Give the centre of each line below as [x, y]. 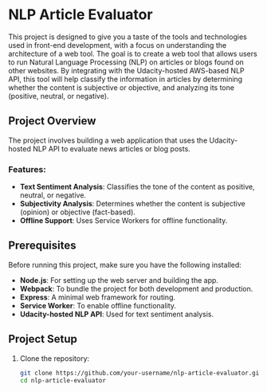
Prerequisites [42, 246]
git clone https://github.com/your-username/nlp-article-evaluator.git [141, 373]
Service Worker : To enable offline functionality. [98, 305]
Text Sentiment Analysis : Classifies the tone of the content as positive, [137, 187]
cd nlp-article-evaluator [63, 380]
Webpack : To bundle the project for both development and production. [136, 288]
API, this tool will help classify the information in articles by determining [126, 79]
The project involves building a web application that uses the [108, 140]
